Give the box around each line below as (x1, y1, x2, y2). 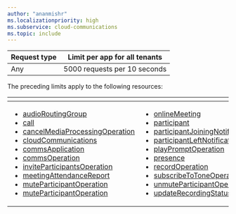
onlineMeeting (153, 109, 202, 119)
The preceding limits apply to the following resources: (7, 82, 163, 91)
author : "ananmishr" (7, 10, 68, 18)
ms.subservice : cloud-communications (7, 23, 118, 30)
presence (153, 153, 185, 163)
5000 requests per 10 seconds (63, 64, 167, 74)
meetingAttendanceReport (22, 170, 110, 180)
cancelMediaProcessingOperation (22, 127, 136, 137)
